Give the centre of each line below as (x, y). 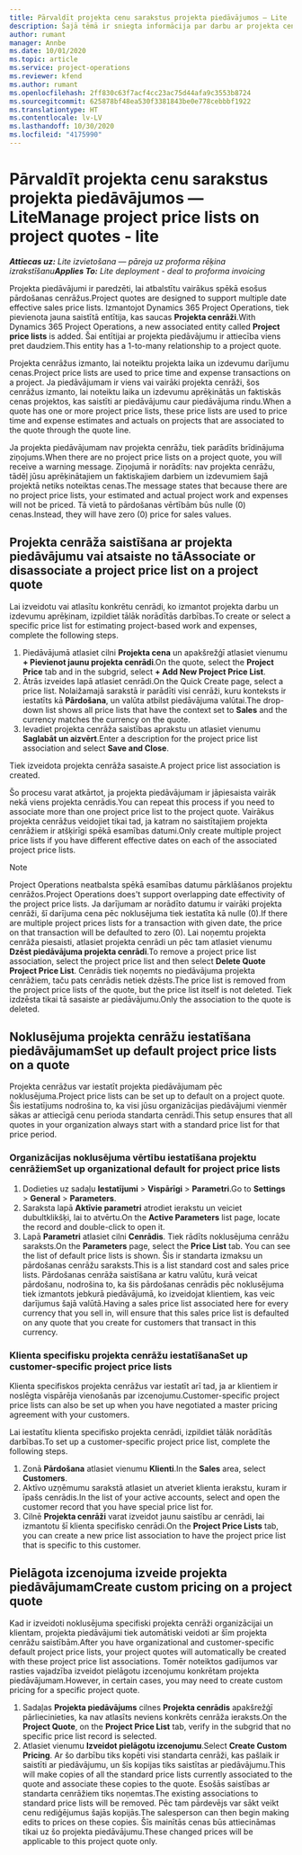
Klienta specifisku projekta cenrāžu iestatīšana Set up (129, 1355)
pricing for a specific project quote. (75, 1690)
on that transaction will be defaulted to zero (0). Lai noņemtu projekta (138, 932)
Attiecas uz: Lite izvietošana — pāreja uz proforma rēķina (118, 261)
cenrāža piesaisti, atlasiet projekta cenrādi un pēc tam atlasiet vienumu (141, 941)
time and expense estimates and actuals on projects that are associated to (147, 420)
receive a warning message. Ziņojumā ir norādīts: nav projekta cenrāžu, (142, 466)
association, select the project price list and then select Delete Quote (138, 961)
